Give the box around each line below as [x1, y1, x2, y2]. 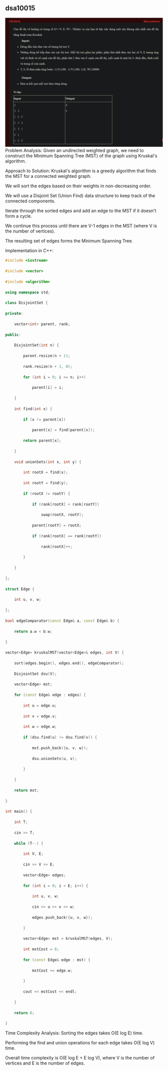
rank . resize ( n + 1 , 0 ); [23, 364, 72, 369]
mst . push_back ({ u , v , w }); [31, 745, 88, 751]
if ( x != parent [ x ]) [23, 417, 66, 422]
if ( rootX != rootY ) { [23, 491, 70, 496]
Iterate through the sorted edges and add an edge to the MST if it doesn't [5, 208, 156, 214]
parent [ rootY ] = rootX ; [31, 523, 81, 528]
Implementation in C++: [5, 248, 54, 254]
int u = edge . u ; [23, 703, 57, 708]
